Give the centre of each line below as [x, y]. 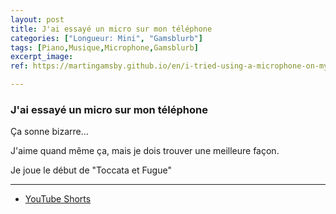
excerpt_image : [42, 57]
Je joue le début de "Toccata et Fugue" [91, 170]
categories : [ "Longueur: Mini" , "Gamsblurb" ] [106, 38]
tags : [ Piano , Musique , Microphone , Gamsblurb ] [104, 47]
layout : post [37, 19]
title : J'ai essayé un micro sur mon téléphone [111, 29]
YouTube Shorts [58, 199]
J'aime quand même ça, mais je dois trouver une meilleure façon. [145, 151]
